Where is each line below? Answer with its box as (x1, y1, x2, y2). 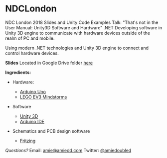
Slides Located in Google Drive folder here (5, 60, 93, 66)
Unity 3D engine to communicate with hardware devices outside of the (5, 30, 151, 36)
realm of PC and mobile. (5, 35, 55, 41)
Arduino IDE (19, 118, 45, 124)
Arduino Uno (19, 88, 46, 94)
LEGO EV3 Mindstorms (19, 94, 67, 100)
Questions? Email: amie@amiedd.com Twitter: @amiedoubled (5, 147, 132, 153)
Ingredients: (5, 69, 31, 75)
